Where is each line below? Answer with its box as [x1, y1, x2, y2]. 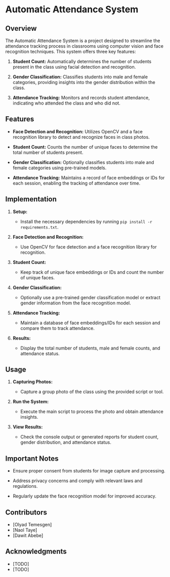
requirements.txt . [20, 224, 59, 230]
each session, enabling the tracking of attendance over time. [12, 180, 140, 186]
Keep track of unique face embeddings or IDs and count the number [20, 269, 164, 275]
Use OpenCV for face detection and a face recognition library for [20, 243, 157, 250]
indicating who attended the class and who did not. [12, 100, 121, 106]
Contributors [5, 508, 47, 517]
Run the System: [12, 399, 49, 405]
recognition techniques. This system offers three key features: [5, 49, 136, 54]
